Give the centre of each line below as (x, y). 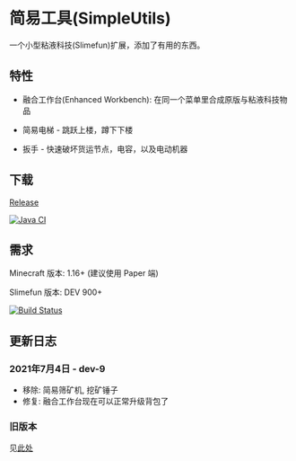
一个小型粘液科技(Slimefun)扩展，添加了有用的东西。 (107, 45)
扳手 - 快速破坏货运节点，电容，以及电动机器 (105, 148)
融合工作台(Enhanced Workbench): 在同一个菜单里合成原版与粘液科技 (151, 99)
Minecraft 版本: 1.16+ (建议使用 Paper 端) (84, 273)
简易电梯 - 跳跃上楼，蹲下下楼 (78, 129)
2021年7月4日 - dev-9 (57, 368)
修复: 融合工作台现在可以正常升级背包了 (95, 402)
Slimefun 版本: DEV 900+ (56, 292)
